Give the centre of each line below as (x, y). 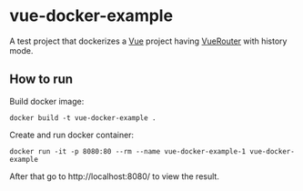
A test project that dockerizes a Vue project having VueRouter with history (148, 41)
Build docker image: (47, 101)
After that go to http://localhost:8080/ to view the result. (115, 176)
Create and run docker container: (72, 135)
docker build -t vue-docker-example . (83, 118)
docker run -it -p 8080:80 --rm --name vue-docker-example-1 (128, 151)
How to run (41, 80)
